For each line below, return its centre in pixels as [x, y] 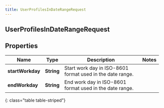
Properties [21, 46]
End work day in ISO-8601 [95, 82]
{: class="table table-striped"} [35, 100]
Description [101, 60]
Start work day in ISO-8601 [96, 68]
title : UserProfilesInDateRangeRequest [46, 10]
